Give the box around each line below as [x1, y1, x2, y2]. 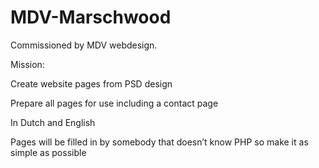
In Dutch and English [10, 116, 96, 128]
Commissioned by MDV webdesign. [10, 39, 158, 51]
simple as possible [10, 146, 87, 158]
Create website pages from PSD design [10, 77, 173, 90]
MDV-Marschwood [10, 6, 172, 29]
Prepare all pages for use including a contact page [10, 97, 219, 109]
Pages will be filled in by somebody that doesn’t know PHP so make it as [10, 136, 309, 148]
